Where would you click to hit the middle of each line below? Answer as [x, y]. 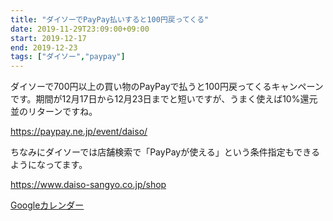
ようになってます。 [49, 165]
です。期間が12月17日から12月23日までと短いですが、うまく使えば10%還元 [164, 99]
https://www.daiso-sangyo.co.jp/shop [88, 185]
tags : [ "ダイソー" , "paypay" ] [68, 57]
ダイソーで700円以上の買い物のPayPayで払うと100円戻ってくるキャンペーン [167, 87]
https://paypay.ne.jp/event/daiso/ [79, 132]
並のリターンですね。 [54, 112]
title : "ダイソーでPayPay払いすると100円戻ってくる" [110, 19]
